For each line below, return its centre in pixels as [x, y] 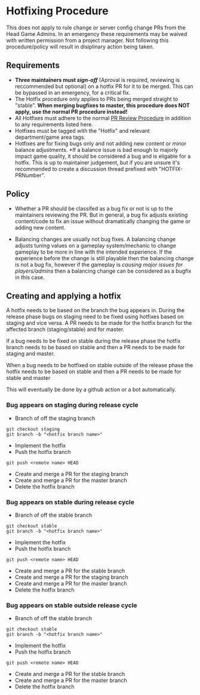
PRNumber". [30, 175]
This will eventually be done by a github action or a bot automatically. [91, 389]
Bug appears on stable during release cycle [70, 502]
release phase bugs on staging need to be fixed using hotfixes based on [95, 317]
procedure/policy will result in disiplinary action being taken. [80, 47]
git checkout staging [33, 429]
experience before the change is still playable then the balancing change [104, 258]
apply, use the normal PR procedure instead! [71, 111]
